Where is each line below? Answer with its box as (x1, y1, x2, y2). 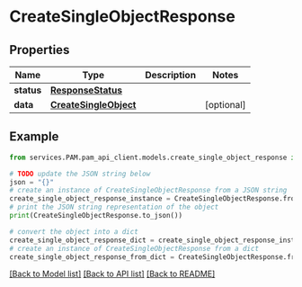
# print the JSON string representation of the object (9, 202, 219, 212)
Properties (9, 42, 70, 58)
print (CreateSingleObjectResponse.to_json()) (9, 211, 182, 220)
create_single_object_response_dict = (9, 236, 155, 245)
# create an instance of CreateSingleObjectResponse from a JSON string (9, 186, 288, 195)
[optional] (204, 99, 246, 111)
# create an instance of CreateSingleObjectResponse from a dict (9, 244, 259, 253)
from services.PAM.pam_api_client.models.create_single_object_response (9, 153, 288, 162)
